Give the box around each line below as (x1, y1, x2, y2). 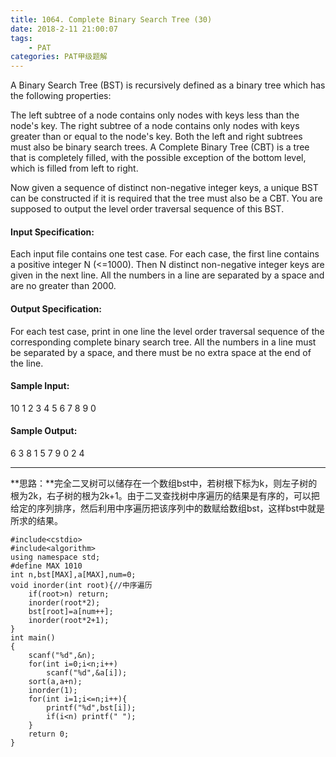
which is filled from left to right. (10, 162, 139, 175)
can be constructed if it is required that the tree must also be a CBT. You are (10, 192, 323, 205)
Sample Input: (10, 380, 70, 392)
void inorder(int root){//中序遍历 (10, 580, 153, 590)
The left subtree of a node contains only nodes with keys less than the (10, 109, 300, 121)
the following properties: (10, 90, 112, 102)
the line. (10, 357, 44, 369)
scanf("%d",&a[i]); (46, 667, 128, 678)
